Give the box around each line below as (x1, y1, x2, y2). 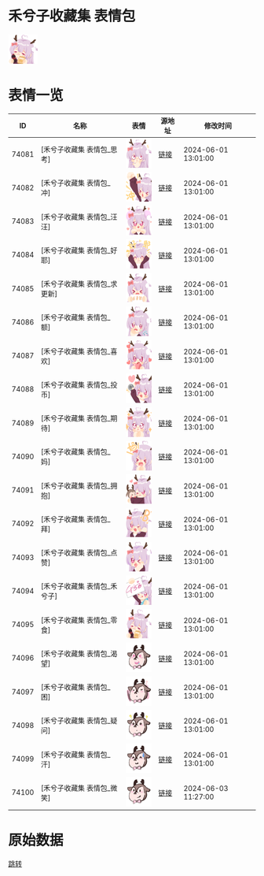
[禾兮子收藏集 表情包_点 (40, 548, 118, 558)
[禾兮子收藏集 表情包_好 (40, 245, 118, 254)
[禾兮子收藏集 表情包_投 (40, 380, 118, 389)
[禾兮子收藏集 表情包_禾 (40, 581, 118, 591)
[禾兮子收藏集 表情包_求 (40, 279, 118, 288)
